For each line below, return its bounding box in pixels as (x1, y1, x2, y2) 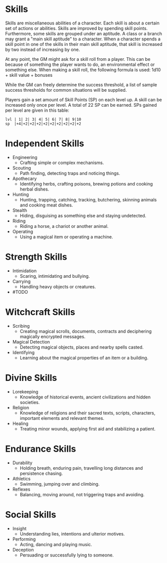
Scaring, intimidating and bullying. (19, 273, 90, 279)
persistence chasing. (19, 470, 63, 476)
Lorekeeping (12, 388, 38, 394)
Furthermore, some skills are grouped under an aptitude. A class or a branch (5, 30, 162, 36)
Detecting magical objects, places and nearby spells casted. (19, 344, 144, 350)
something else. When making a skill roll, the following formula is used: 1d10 (5, 66, 161, 73)
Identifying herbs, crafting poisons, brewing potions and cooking (19, 181, 153, 187)
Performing (12, 536, 36, 542)
